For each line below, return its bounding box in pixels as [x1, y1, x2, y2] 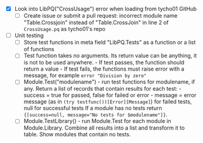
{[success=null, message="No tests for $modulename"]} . [23, 111, 168, 118]
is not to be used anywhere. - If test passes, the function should [23, 59, 185, 66]
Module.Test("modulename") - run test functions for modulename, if [23, 78, 196, 86]
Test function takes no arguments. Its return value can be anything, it [23, 52, 197, 60]
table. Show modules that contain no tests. [23, 131, 131, 138]
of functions [23, 46, 54, 53]
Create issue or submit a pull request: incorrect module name [23, 12, 178, 19]
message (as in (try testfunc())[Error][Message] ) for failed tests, [23, 98, 192, 105]
